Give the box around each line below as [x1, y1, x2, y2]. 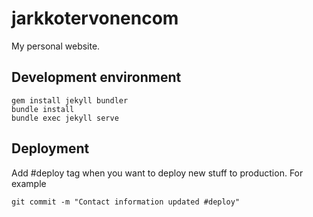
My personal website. [11, 40, 101, 52]
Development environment [11, 69, 182, 86]
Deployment [11, 140, 90, 157]
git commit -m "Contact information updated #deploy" [11, 197, 241, 207]
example [11, 177, 47, 189]
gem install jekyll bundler [11, 95, 129, 106]
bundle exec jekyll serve [11, 113, 119, 123]
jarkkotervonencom [11, 7, 179, 30]
